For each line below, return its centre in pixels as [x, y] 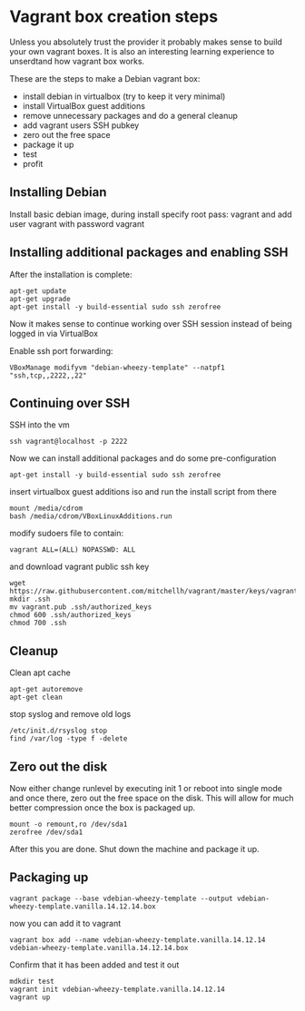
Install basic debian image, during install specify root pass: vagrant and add [151, 214]
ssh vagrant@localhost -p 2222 [69, 442]
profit [33, 163]
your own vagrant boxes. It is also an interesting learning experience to [142, 51]
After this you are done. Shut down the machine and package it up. [135, 849]
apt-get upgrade [40, 299]
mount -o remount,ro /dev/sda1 [69, 824]
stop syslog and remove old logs [70, 714]
